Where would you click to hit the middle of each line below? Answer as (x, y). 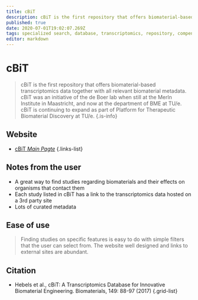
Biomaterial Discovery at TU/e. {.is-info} (69, 116)
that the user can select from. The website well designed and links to (104, 246)
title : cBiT (21, 12)
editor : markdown (27, 39)
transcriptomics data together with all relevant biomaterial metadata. (103, 91)
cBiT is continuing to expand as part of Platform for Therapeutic (98, 109)
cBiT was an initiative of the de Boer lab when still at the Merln (96, 97)
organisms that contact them (49, 188)
